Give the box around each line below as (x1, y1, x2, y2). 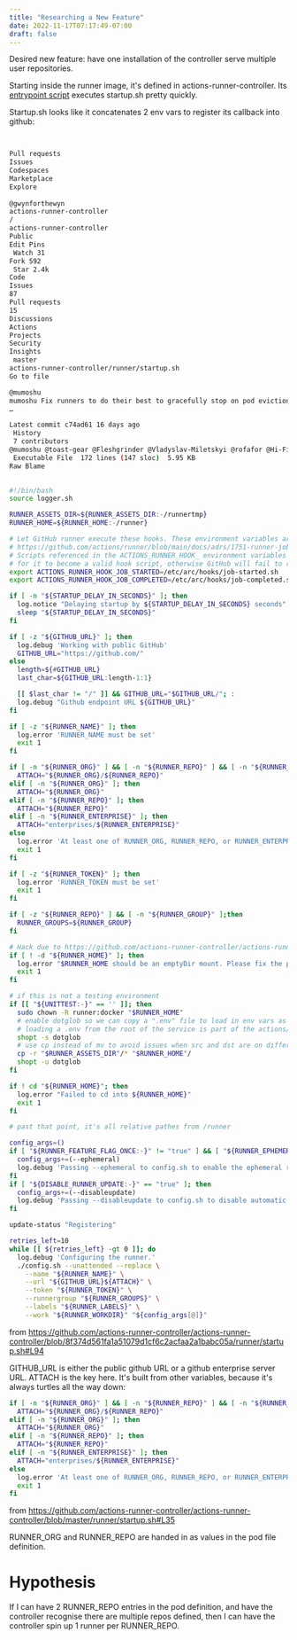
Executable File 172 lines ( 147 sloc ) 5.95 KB (12, 453, 196, 462)
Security (9, 339, 42, 348)
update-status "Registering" (9, 1221, 117, 1230)
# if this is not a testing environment (9, 992, 161, 1001)
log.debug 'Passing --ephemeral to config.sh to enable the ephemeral (17, 1163, 283, 1172)
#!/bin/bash (9, 486, 53, 495)
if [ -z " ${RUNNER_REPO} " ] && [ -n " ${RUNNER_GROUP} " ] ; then (9, 910, 243, 919)
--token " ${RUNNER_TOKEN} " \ (25, 1286, 133, 1295)
